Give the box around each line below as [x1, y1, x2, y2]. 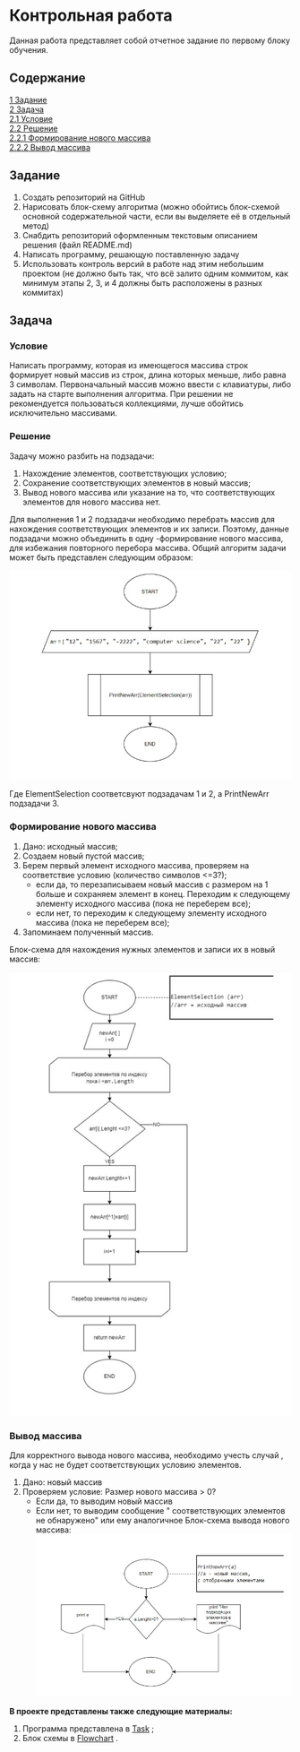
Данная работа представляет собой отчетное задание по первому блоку [9, 35, 291, 46]
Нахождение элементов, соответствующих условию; [21, 468, 227, 479]
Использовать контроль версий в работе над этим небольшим [21, 258, 264, 269]
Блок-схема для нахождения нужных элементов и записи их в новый [9, 944, 276, 954]
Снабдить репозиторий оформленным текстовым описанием [21, 229, 258, 240]
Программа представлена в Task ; [21, 1723, 155, 1734]
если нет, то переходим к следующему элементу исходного [35, 907, 267, 919]
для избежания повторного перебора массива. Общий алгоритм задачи [9, 542, 287, 553]
